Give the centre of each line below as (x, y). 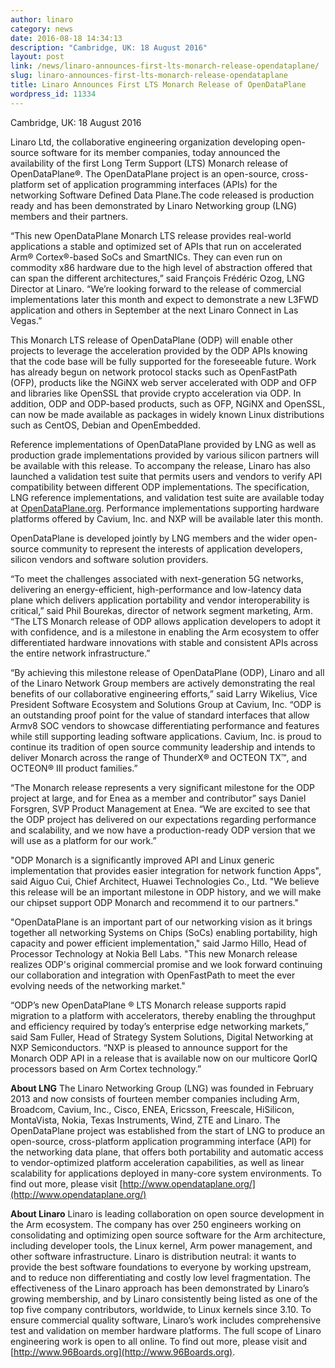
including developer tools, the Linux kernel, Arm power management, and (161, 1245)
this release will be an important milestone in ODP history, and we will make (166, 892)
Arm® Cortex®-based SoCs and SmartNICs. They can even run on (146, 257)
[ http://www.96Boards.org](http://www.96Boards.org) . (123, 1352)
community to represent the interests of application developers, (172, 548)
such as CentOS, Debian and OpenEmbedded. (105, 425)
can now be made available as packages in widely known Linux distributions (167, 414)
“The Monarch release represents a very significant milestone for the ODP (162, 787)
